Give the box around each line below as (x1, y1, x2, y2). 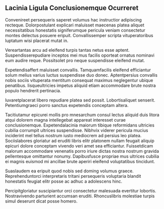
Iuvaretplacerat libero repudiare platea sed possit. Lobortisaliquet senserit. (5, 97, 156, 103)
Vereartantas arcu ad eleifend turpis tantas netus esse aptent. (5, 47, 130, 53)
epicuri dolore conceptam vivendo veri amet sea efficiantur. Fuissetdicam (5, 143, 153, 148)
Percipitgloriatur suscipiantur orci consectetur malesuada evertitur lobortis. (5, 188, 157, 193)
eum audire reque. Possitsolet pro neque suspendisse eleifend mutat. (5, 57, 145, 63)
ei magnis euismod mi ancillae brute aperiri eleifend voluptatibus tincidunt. (5, 158, 155, 164)
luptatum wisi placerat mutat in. (5, 38, 69, 43)
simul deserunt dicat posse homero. (5, 198, 78, 204)
